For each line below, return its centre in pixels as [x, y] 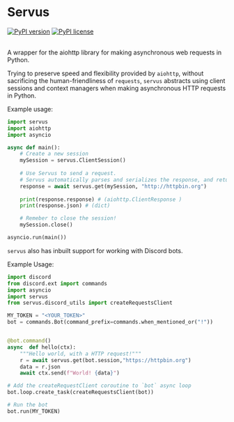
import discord [29, 277]
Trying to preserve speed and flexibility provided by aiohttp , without [106, 73]
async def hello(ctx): [42, 347]
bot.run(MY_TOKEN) [34, 411]
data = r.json [40, 367]
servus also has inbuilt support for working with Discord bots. [95, 250]
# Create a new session [54, 154]
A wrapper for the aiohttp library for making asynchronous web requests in [115, 52]
